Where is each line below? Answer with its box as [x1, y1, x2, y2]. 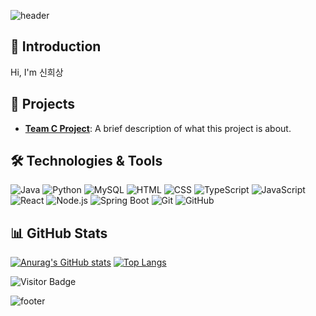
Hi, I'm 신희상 [10, 66, 64, 78]
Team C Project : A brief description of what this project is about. [24, 122, 292, 134]
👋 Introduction [10, 38, 102, 55]
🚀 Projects [10, 96, 76, 113]
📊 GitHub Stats [10, 225, 108, 242]
